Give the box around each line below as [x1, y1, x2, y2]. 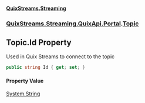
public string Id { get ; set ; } [6, 65, 85, 71]
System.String [6, 90, 41, 97]
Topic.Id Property [6, 37, 72, 47]
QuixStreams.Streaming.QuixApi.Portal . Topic [6, 19, 139, 28]
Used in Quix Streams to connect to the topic [6, 53, 115, 60]
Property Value [6, 77, 44, 84]
